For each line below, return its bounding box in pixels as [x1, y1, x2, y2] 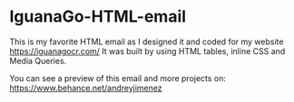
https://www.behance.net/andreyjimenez [9, 82, 162, 93]
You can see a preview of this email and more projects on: [9, 72, 227, 83]
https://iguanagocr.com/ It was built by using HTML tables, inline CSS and [9, 45, 286, 56]
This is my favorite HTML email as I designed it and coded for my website [9, 36, 284, 47]
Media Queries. [9, 55, 67, 66]
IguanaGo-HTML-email [9, 6, 187, 27]
